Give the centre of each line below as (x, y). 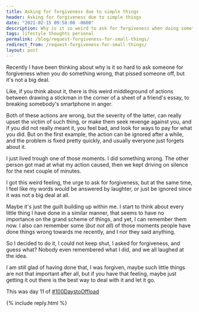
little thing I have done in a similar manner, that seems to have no (85, 213)
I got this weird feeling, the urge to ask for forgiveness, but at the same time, (99, 182)
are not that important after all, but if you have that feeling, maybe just (91, 273)
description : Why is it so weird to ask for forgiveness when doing (92, 28)
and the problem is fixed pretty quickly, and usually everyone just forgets (95, 141)
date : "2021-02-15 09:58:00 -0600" (50, 23)
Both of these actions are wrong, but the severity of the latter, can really (94, 115)
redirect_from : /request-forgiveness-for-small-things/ (76, 45)
